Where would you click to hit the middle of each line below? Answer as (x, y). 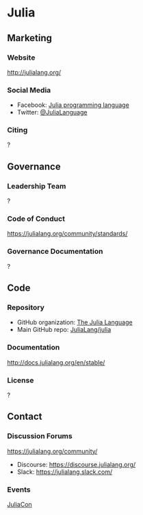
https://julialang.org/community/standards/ (67, 234)
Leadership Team (37, 186)
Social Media (29, 90)
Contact (25, 417)
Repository (26, 308)
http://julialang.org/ (34, 72)
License (21, 380)
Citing (17, 130)
